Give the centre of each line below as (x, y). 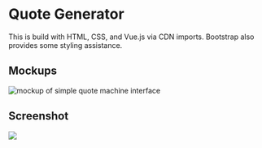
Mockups (33, 71)
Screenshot (39, 116)
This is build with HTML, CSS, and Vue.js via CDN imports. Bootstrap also (131, 37)
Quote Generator (66, 14)
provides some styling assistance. (65, 45)
